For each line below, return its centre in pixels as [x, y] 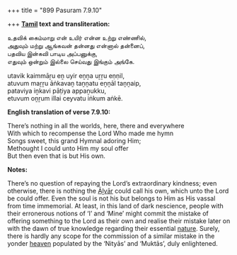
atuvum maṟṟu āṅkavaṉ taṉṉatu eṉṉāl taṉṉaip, [74, 83]
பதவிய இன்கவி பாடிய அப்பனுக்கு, [52, 53]
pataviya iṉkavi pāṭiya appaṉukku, [57, 91]
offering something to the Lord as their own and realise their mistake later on [119, 221]
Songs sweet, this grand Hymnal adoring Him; [74, 141]
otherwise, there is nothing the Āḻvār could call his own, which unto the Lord [118, 191]
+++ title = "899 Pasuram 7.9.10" [55, 10]
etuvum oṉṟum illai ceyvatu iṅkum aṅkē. [65, 98]
